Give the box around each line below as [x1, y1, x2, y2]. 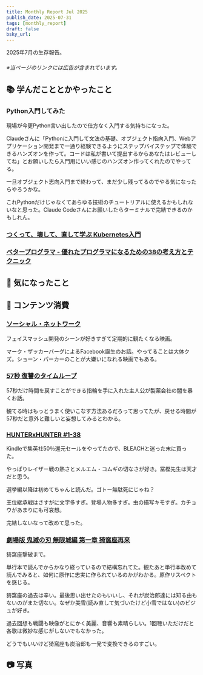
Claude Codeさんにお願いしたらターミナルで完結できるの [43, 206, 188, 213]
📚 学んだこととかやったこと [6, 84, 113, 95]
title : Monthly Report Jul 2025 [6, 8, 88, 15]
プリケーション [6, 142, 44, 149]
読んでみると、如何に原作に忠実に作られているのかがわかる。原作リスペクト [6, 571, 197, 579]
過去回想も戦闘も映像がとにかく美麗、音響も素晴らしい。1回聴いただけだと [6, 620, 195, 627]
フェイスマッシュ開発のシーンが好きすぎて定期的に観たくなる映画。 [6, 335, 176, 342]
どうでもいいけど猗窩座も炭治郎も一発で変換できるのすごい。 [6, 640, 161, 648]
